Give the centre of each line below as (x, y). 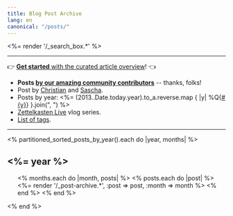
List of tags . (34, 119)
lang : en (20, 20)
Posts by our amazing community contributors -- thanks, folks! (109, 83)
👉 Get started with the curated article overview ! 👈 (81, 67)
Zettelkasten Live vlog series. (59, 113)
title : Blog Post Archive (44, 14)
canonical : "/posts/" (38, 26)
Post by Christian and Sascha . (60, 90)
